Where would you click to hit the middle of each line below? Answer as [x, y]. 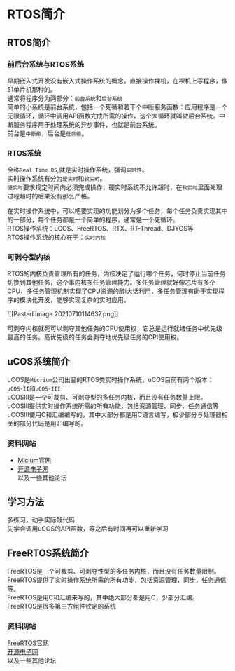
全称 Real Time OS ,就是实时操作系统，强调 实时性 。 [78, 170]
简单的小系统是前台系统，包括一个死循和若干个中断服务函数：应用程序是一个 [117, 107]
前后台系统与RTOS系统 [46, 64]
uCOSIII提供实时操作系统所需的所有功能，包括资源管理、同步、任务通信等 [113, 406]
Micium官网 [34, 460]
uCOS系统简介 [38, 361]
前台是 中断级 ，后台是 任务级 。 [48, 133]
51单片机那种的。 [32, 89]
